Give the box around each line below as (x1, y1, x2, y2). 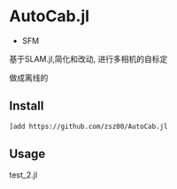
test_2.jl (9, 170, 38, 180)
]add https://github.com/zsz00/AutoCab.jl (9, 122, 168, 131)
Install (9, 99, 44, 114)
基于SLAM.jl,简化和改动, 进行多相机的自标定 (9, 53, 168, 64)
